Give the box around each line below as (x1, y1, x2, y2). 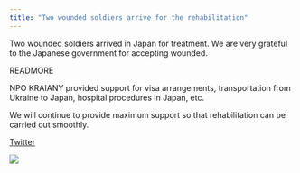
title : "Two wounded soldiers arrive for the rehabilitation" (9, 13, 248, 23)
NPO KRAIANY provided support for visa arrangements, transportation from (9, 82, 291, 93)
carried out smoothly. (9, 119, 89, 130)
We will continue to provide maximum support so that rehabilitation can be (9, 109, 286, 120)
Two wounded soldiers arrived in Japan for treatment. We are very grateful (9, 38, 288, 49)
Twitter (9, 136, 36, 147)
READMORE (9, 65, 54, 76)
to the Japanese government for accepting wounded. (9, 47, 208, 59)
